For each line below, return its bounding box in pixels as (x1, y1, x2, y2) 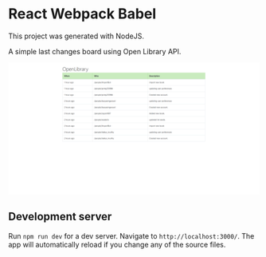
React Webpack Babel (8, 5, 157, 23)
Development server (8, 210, 112, 223)
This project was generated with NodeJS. (8, 31, 145, 41)
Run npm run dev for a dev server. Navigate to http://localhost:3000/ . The (8, 231, 255, 240)
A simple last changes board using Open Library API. (8, 46, 182, 56)
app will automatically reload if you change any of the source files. (8, 239, 226, 249)
